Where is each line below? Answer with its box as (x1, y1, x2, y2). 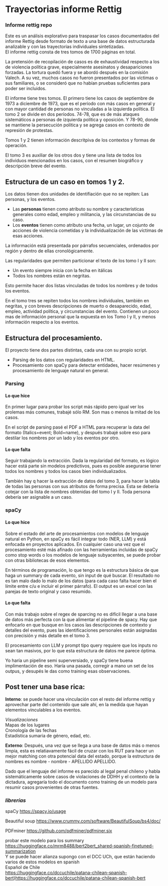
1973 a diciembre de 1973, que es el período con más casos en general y (5, 101, 155, 107)
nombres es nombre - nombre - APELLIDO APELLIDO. (5, 758, 116, 764)
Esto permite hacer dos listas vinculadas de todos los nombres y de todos (5, 283, 158, 289)
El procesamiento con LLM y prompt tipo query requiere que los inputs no (5, 642, 158, 648)
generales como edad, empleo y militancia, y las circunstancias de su (12, 212, 156, 218)
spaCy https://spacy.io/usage (5, 808, 66, 814)
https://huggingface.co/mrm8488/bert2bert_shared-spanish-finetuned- (5, 843, 154, 849)
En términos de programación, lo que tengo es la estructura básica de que (5, 567, 159, 573)
